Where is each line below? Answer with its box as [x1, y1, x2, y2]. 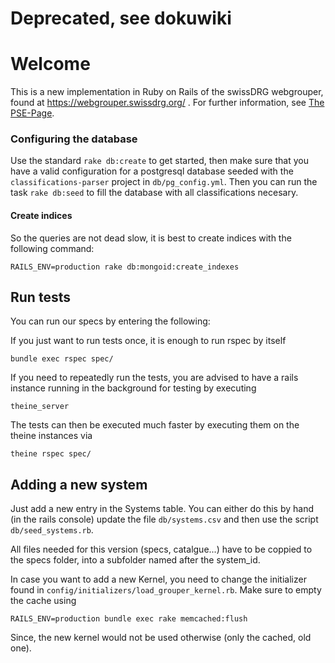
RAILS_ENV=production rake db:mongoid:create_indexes [10, 262, 240, 272]
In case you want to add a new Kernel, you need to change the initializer [10, 573, 307, 586]
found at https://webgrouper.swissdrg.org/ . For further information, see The [10, 97, 325, 109]
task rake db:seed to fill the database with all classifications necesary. [10, 187, 299, 199]
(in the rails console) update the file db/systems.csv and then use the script [10, 513, 319, 526]
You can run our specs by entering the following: [10, 315, 211, 327]
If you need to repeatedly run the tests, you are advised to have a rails [10, 372, 299, 384]
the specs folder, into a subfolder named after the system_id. [10, 554, 261, 566]
